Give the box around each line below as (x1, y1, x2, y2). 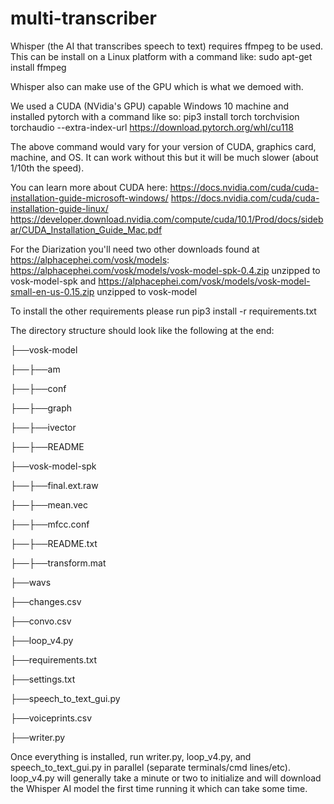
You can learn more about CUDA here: (10, 181, 168, 193)
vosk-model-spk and (10, 275, 97, 287)
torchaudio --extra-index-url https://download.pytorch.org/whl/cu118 (10, 121, 294, 133)
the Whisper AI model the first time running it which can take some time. (10, 782, 308, 794)
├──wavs (10, 576, 52, 588)
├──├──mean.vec (10, 498, 88, 511)
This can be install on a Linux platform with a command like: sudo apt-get (10, 50, 313, 62)
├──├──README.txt (10, 537, 98, 549)
